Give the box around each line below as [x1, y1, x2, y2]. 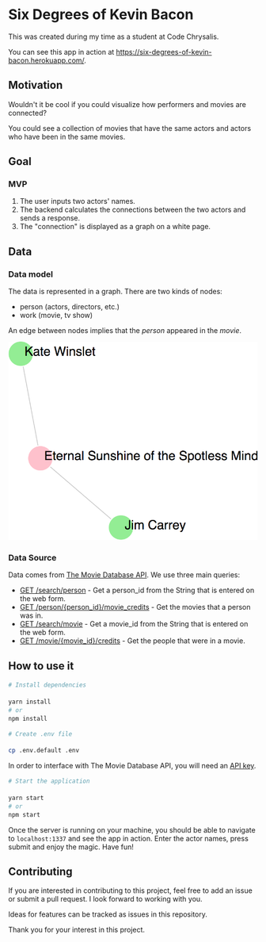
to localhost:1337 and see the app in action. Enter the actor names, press [8, 833, 249, 843]
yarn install [8, 698, 51, 706]
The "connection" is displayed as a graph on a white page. [19, 222, 211, 232]
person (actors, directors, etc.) [19, 302, 120, 312]
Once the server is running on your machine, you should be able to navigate [8, 825, 256, 834]
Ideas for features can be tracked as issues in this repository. [8, 909, 208, 919]
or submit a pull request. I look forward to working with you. [8, 894, 203, 904]
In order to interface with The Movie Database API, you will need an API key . [8, 761, 256, 771]
